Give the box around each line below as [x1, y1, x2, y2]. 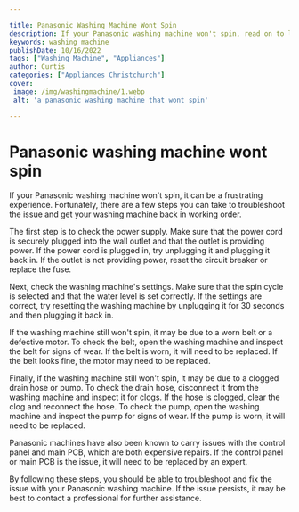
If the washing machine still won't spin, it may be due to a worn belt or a [9, 327, 273, 338]
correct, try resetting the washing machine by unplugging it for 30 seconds [9, 301, 285, 311]
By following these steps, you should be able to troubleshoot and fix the [9, 474, 273, 484]
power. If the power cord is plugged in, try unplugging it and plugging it [9, 245, 271, 256]
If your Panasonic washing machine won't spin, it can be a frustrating [9, 190, 263, 201]
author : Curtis [9, 62, 66, 71]
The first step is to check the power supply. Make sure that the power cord [9, 227, 283, 237]
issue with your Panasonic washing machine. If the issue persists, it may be [9, 483, 287, 494]
